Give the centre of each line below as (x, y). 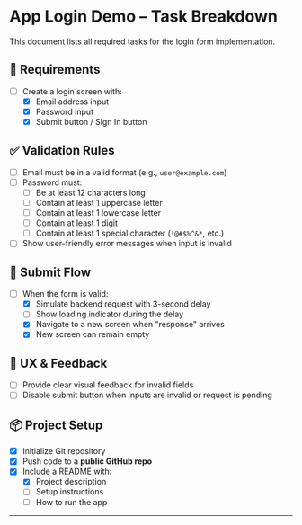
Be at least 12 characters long (90, 192)
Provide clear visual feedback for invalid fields (108, 385)
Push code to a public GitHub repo (87, 461)
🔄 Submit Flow (50, 272)
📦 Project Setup (56, 425)
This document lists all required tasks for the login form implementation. (142, 41)
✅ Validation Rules (62, 151)
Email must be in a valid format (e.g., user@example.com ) (124, 172)
